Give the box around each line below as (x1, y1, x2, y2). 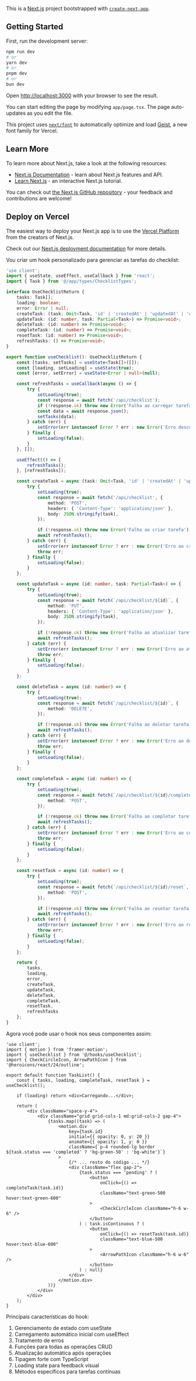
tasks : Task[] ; (16, 295, 54, 300)
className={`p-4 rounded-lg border (68, 1144, 156, 1150)
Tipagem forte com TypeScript (14, 1355, 89, 1362)
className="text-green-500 (100, 1190, 166, 1196)
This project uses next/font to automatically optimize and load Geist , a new (6, 121, 188, 128)
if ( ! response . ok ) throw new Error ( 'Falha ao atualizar (37, 630, 176, 636)
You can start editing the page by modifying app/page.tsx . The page (6, 103, 170, 110)
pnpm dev (6, 70, 27, 77)
